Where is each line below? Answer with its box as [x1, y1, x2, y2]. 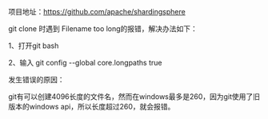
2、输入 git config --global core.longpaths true [8, 58, 162, 67]
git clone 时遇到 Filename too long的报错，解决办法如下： [8, 24, 198, 34]
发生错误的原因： [8, 75, 65, 84]
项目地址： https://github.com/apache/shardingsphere [8, 7, 186, 16]
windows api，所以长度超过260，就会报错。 [29, 102, 175, 111]
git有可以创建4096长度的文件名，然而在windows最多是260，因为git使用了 [8, 92, 254, 101]
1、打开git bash [8, 41, 59, 50]
